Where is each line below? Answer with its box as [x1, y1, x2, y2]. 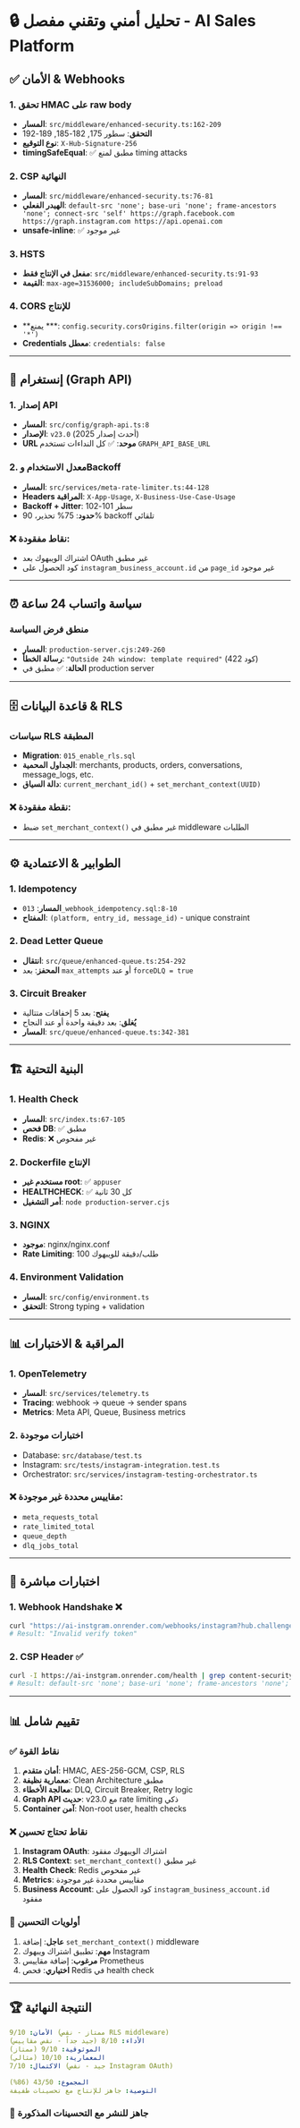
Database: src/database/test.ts [21, 1450, 143, 1460]
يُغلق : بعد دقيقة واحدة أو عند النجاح [21, 1017, 137, 1027]
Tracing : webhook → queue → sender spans [21, 1397, 187, 1409]
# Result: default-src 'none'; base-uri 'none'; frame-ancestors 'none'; [9, 1679, 290, 1689]
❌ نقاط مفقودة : [9, 532, 71, 545]
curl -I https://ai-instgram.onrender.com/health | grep [9, 1671, 226, 1680]
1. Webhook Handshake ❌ [9, 1601, 122, 1613]
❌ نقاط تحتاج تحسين [9, 1826, 87, 1838]
